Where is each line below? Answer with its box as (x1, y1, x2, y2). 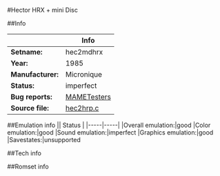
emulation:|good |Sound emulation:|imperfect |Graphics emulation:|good (7, 128, 214, 137)
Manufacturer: (10, 70, 59, 79)
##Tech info (7, 149, 41, 157)
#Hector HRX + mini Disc (7, 6, 78, 14)
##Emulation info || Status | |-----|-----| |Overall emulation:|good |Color (7, 121, 211, 129)
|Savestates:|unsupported (7, 136, 81, 144)
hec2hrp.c (65, 104, 99, 113)
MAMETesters (65, 92, 112, 101)
